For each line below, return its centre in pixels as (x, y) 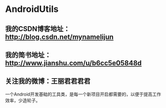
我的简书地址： (28, 55)
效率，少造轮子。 (23, 100)
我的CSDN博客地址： (38, 29)
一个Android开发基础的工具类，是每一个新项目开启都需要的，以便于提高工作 (83, 94)
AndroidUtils (32, 9)
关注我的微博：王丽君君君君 (48, 81)
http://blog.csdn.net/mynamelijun (59, 37)
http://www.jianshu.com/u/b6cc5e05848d (74, 63)
